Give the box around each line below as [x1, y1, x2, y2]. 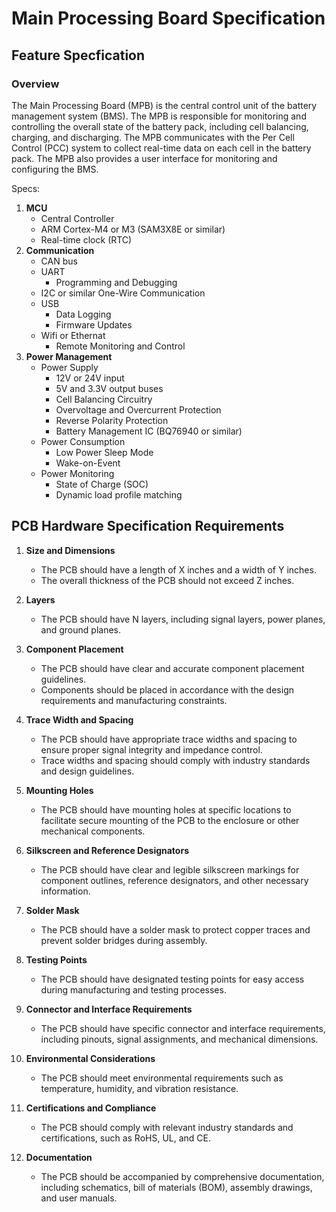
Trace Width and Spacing [25, 713, 134, 726]
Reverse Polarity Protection [55, 414, 169, 426]
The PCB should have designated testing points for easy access [40, 973, 305, 985]
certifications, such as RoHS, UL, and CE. [40, 1132, 212, 1144]
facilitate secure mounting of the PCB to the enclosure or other [40, 814, 300, 826]
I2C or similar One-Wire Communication [40, 287, 206, 299]
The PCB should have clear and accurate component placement [40, 662, 305, 674]
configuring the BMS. [11, 163, 99, 175]
